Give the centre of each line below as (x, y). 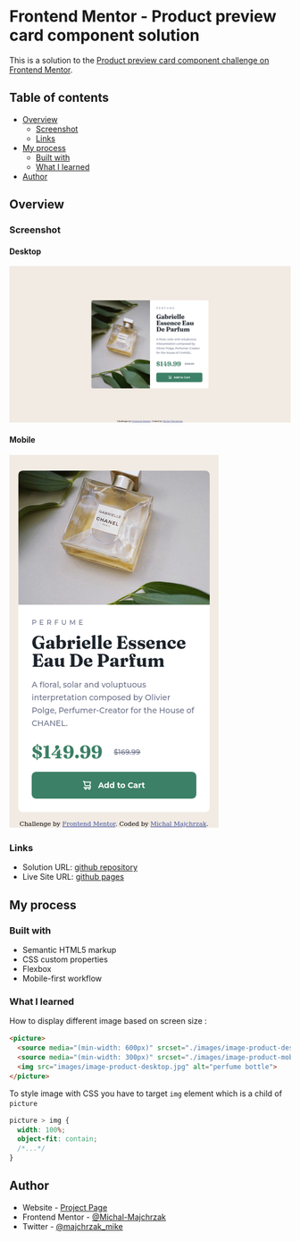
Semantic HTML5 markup (69, 950)
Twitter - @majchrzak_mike (72, 1226)
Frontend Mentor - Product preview (143, 17)
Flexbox (37, 969)
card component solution (104, 35)
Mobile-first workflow (62, 979)
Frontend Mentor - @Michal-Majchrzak (94, 1217)
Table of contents (59, 98)
